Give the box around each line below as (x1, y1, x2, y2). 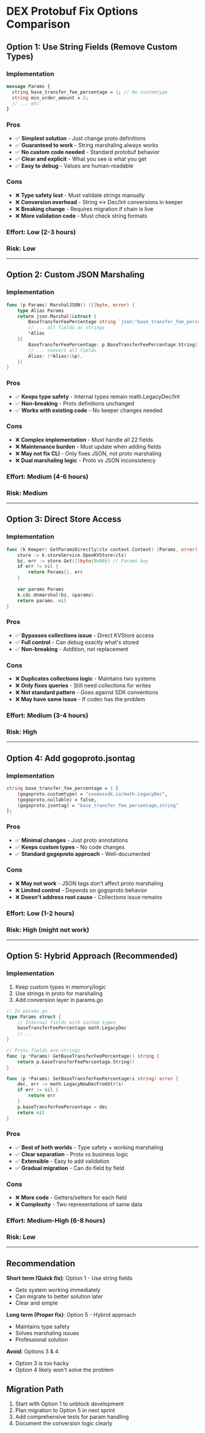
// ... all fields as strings (28, 325, 105, 331)
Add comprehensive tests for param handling (15, 1413, 129, 1420)
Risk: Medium (6, 488, 48, 497)
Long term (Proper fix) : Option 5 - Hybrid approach (6, 1311, 136, 1319)
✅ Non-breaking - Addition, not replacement (15, 645, 129, 652)
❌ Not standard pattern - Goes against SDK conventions (15, 688, 159, 696)
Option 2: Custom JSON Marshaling (6, 270, 145, 280)
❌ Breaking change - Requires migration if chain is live (15, 205, 154, 212)
